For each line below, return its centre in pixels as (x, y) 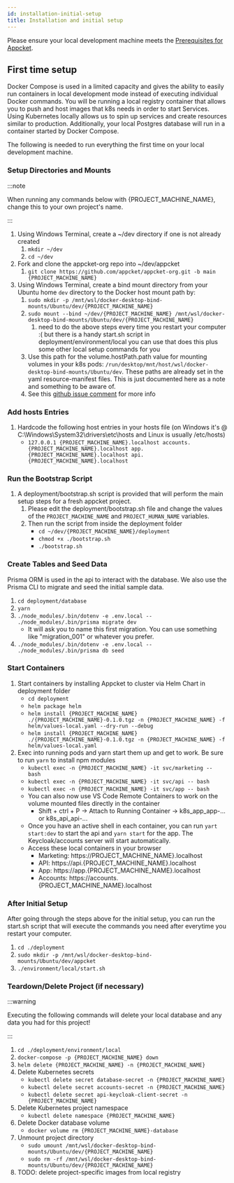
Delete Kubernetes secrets (56, 1072)
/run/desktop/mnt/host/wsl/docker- (157, 364)
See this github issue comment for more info (92, 394)
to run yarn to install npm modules (66, 760)
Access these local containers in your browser (95, 848)
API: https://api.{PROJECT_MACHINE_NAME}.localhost (117, 863)
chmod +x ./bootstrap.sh (74, 539)
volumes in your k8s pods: (66, 364)
